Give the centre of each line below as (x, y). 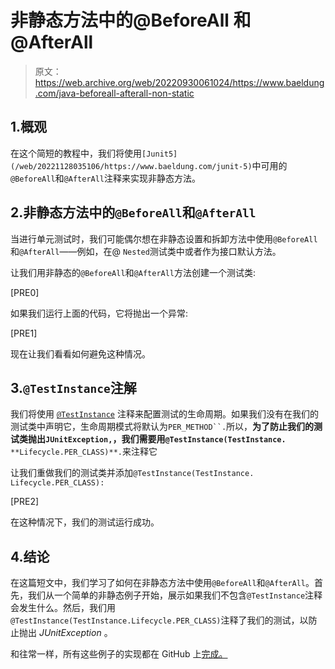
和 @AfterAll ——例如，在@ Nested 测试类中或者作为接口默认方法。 (146, 251)
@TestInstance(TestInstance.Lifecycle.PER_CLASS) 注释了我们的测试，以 (159, 620)
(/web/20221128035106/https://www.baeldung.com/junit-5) (131, 166)
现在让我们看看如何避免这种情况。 (80, 353)
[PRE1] (24, 333)
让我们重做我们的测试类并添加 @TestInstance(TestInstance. (132, 473)
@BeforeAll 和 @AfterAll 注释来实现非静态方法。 (106, 178)
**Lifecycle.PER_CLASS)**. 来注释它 (84, 452)
